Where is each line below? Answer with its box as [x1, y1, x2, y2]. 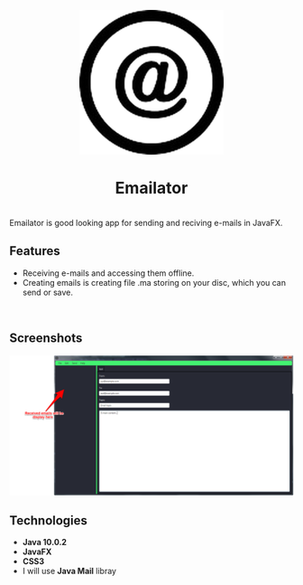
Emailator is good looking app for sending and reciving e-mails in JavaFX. [9, 217, 283, 228]
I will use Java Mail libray [22, 566, 117, 577]
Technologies [9, 513, 88, 529]
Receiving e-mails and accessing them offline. [22, 268, 195, 278]
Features [9, 243, 60, 259]
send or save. [22, 287, 74, 297]
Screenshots [9, 331, 83, 346]
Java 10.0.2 [22, 537, 68, 548]
